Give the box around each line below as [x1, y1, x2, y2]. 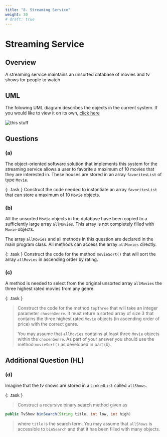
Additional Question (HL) [5, 356, 84, 364]
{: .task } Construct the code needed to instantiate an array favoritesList [5, 186, 157, 192]
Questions [5, 134, 39, 143]
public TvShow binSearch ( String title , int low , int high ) [5, 412, 131, 417]
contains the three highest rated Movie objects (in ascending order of [17, 316, 160, 322]
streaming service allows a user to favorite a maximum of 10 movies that [5, 166, 154, 172]
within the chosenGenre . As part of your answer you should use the [17, 336, 154, 342]
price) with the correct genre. [17, 321, 79, 327]
